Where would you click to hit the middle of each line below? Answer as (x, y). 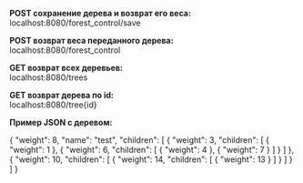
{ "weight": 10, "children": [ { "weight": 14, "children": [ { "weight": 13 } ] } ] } (151, 159)
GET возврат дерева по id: (61, 95)
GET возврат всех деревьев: (66, 68)
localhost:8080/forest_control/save (75, 23)
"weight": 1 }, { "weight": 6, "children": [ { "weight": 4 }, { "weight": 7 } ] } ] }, (151, 150)
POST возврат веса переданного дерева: (92, 41)
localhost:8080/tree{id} (53, 105)
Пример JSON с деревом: (61, 122)
